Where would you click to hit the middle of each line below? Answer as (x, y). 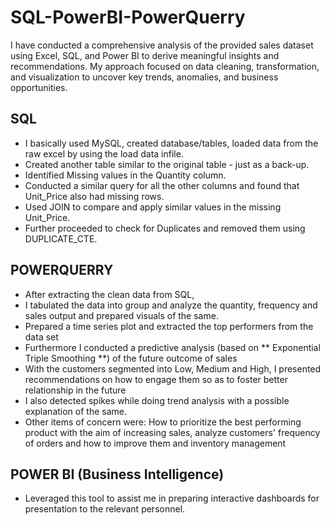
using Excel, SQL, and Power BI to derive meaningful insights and (145, 55)
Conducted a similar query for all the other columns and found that (162, 185)
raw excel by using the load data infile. (104, 153)
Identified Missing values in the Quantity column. (125, 175)
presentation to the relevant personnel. (105, 509)
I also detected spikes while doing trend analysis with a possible (157, 400)
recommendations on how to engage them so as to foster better (156, 379)
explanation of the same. (75, 411)
